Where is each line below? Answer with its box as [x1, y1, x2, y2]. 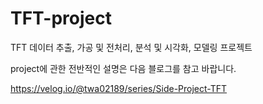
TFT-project [10, 7, 112, 30]
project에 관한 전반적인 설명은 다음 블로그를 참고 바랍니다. [10, 62, 237, 74]
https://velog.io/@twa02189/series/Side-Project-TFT [10, 82, 228, 94]
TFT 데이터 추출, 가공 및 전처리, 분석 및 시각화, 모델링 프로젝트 [10, 41, 253, 53]
